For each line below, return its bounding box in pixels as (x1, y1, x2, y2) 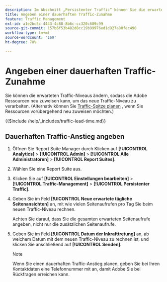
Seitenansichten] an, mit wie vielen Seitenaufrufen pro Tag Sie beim (12, 201, 153, 207)
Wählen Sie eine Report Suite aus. (12, 166, 82, 172)
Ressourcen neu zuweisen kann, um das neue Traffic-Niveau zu (5, 97, 137, 103)
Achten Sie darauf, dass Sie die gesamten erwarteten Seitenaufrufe (12, 216, 151, 222)
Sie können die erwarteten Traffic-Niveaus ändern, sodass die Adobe (5, 93, 148, 98)
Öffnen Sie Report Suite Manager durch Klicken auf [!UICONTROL (12, 145, 148, 152)
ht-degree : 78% (5, 40, 37, 45)
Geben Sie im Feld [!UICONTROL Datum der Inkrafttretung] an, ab (12, 231, 149, 237)
